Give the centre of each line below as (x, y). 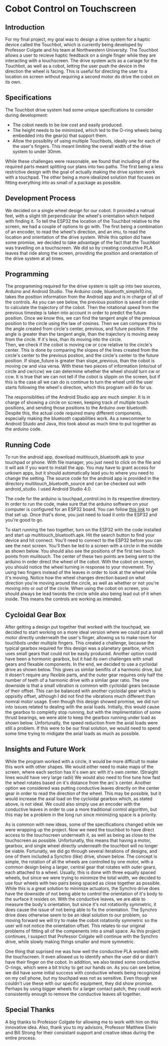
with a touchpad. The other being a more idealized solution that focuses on (83, 177)
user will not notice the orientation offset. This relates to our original (75, 926)
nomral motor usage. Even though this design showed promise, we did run (82, 702)
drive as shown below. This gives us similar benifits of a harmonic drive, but (83, 670)
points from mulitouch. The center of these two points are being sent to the (83, 556)
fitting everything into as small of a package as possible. (63, 182)
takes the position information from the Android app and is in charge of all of (84, 297)
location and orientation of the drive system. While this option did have (78, 237)
